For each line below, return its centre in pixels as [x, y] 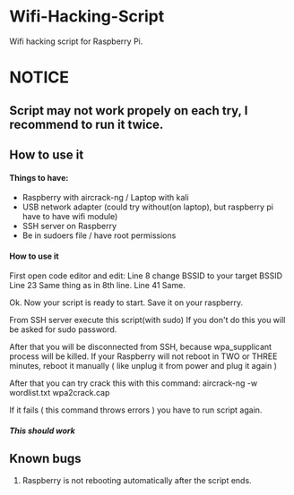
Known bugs [46, 459]
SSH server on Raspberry [69, 226]
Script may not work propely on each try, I [129, 111]
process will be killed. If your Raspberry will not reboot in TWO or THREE [143, 356]
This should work [43, 431]
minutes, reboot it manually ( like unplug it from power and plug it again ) [143, 366]
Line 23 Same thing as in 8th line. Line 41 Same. [97, 286]
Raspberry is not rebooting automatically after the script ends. [137, 480]
